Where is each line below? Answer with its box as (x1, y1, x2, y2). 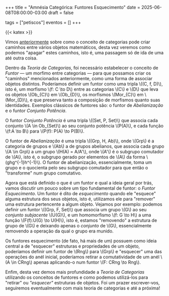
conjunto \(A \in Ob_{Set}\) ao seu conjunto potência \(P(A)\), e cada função (5, 123, 164, 129)
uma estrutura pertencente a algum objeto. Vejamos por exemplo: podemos (5, 201, 162, 207)
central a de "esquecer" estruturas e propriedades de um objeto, (5, 243, 140, 249)
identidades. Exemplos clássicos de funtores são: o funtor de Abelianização (5, 102, 163, 108)
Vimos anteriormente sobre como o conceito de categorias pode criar (5, 39, 150, 45)
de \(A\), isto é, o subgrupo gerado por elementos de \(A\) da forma (5, 154, 145, 160)
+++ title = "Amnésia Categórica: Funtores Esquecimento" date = (5, 5, 140, 10)
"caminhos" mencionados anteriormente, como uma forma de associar (5, 76, 153, 81)
